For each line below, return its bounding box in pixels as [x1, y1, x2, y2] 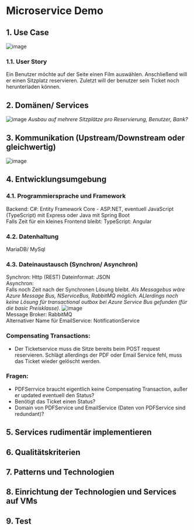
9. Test [6, 516, 32, 526]
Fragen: [6, 372, 29, 380]
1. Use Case [6, 28, 50, 37]
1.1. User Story [6, 57, 47, 66]
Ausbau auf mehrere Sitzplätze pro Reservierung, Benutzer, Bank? [28, 116, 188, 123]
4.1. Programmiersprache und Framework [6, 192, 126, 200]
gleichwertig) [6, 142, 57, 152]
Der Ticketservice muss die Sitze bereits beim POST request [14, 345, 161, 352]
